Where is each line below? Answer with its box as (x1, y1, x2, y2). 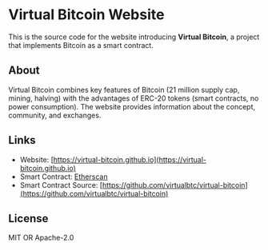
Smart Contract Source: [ (19, 180, 102, 189)
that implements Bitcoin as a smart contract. (8, 40, 154, 50)
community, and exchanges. (8, 110, 102, 120)
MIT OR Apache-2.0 (8, 233, 74, 243)
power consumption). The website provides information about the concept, (8, 101, 256, 111)
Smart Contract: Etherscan (19, 172, 108, 181)
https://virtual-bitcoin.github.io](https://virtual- (53, 154, 206, 165)
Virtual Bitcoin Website (8, 6, 165, 24)
